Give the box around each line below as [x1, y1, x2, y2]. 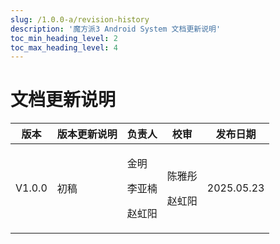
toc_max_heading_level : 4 [10, 42, 118, 53]
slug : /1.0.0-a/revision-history [10, 14, 150, 25]
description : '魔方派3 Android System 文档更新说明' [10, 24, 222, 34]
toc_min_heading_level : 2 [10, 33, 118, 43]
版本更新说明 [56, 127, 118, 141]
